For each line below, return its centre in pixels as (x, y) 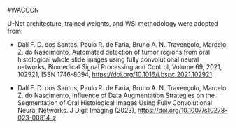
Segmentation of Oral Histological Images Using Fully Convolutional (115, 103)
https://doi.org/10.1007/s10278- (183, 110)
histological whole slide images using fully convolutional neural (108, 59)
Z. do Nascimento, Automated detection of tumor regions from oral (114, 52)
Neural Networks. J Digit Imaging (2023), (77, 110)
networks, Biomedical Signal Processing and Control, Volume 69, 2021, (120, 67)
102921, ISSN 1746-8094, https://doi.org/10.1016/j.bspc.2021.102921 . (116, 74)
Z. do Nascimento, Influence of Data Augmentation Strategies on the (116, 95)
